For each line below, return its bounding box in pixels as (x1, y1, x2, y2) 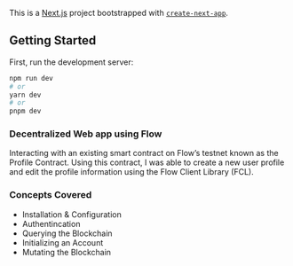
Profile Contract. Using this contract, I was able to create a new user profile (9, 157, 285, 168)
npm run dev (9, 74, 53, 82)
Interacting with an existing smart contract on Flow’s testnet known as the (9, 148, 279, 159)
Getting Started (9, 33, 97, 48)
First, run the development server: (9, 57, 134, 67)
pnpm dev (9, 106, 42, 116)
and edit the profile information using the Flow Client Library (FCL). (9, 167, 255, 177)
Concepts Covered (9, 189, 92, 201)
